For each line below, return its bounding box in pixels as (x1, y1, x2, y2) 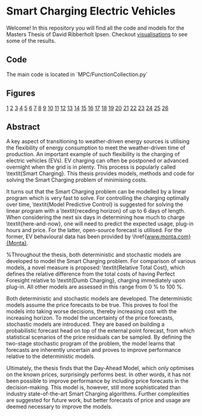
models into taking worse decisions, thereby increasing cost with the (6, 308, 177, 315)
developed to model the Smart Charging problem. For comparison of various (6, 258, 196, 265)
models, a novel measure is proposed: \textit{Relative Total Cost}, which (6, 264, 185, 271)
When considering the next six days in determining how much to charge (6, 213, 185, 221)
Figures (6, 88, 36, 99)
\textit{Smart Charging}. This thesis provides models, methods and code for (6, 170, 195, 177)
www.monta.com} (146, 233, 191, 240)
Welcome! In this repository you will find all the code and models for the (6, 24, 185, 31)
